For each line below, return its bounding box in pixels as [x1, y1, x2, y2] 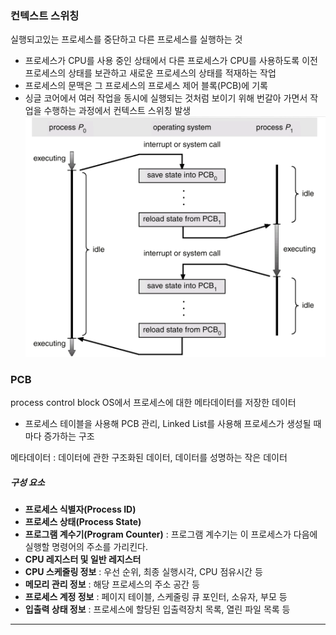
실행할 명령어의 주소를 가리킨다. [24, 541, 148, 553]
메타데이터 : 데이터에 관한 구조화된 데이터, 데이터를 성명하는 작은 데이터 [10, 452, 288, 464]
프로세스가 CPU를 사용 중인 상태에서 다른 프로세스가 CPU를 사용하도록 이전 [24, 55, 318, 67]
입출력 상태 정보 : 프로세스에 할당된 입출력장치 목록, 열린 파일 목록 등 [24, 603, 291, 616]
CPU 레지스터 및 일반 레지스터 [24, 553, 142, 566]
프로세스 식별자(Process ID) [24, 503, 137, 516]
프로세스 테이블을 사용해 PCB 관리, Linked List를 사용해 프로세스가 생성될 [24, 418, 312, 430]
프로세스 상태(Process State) [24, 516, 142, 528]
